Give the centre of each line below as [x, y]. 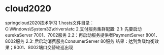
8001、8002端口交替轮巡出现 [43, 47]
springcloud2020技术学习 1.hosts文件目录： [50, 23]
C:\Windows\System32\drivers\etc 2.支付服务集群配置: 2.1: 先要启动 [73, 29]
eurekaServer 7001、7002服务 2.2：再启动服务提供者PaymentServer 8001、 [82, 35]
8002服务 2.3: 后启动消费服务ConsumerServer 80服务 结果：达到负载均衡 [80, 41]
